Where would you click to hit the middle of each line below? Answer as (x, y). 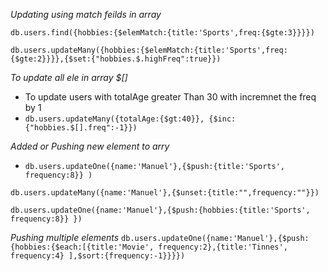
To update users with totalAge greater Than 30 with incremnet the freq (170, 97)
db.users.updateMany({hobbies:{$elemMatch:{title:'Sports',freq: (149, 50)
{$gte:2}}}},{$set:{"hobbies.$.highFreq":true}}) (116, 59)
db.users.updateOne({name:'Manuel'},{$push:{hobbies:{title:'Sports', (160, 210)
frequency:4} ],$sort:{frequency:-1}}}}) (98, 256)
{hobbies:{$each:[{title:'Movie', (82, 247)
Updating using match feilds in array (86, 14)
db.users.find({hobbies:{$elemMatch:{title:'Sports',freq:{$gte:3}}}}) (162, 33)
